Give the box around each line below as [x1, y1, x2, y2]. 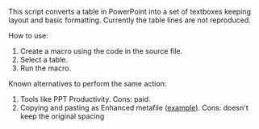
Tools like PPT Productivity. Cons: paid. [19, 95, 151, 103]
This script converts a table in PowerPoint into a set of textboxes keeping [8, 7, 252, 16]
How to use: [8, 31, 48, 40]
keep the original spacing [19, 111, 105, 121]
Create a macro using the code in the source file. [19, 46, 183, 55]
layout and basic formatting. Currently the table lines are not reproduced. [8, 15, 252, 25]
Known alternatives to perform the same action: [8, 79, 167, 88]
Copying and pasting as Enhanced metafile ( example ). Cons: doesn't [19, 103, 249, 112]
